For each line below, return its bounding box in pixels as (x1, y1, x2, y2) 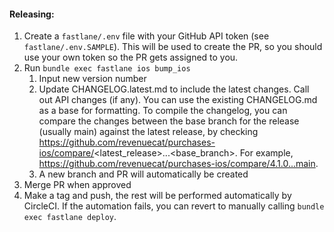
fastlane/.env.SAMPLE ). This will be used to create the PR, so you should (23, 41, 323, 53)
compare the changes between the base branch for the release (38, 115, 300, 127)
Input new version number (38, 73, 147, 85)
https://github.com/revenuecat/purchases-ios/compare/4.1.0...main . (38, 158, 319, 170)
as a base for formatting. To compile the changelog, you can (38, 105, 288, 117)
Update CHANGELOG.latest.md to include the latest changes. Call (38, 83, 310, 95)
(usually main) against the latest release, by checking (38, 126, 259, 138)
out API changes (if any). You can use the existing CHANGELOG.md (38, 94, 318, 106)
